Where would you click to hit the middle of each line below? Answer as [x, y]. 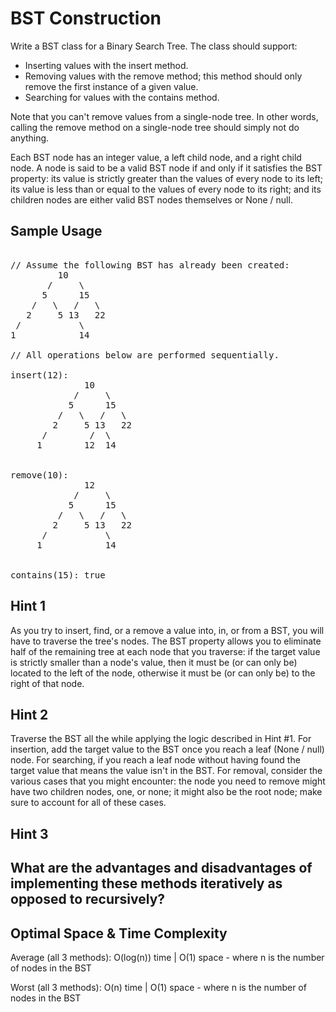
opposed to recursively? [88, 899]
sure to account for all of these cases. [88, 803]
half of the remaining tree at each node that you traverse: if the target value [165, 651]
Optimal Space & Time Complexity [119, 933]
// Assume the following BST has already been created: [150, 265]
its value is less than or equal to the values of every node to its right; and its [166, 189]
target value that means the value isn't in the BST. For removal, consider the [166, 771]
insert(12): [39, 375]
